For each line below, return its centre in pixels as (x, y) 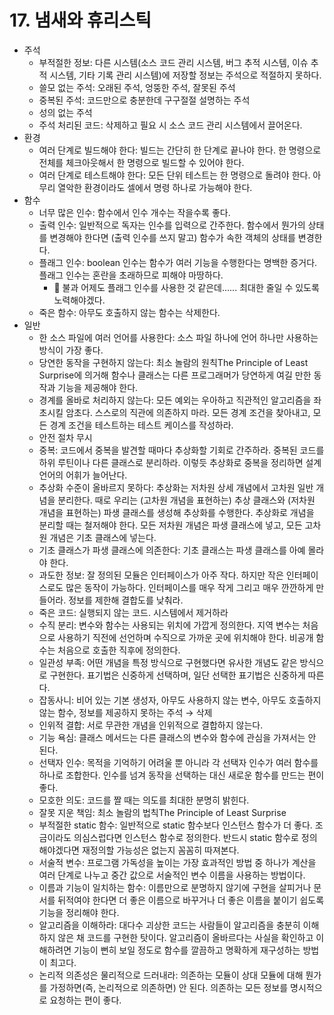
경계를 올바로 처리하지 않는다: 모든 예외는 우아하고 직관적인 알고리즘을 (175, 400)
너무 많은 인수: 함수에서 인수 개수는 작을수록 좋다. (134, 212)
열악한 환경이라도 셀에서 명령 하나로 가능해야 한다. (155, 187)
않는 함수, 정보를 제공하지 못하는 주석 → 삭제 (125, 712)
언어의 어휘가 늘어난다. (83, 475)
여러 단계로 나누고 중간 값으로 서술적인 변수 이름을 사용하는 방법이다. (172, 875)
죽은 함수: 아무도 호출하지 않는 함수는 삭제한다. (129, 312)
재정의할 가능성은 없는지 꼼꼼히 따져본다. (160, 850)
